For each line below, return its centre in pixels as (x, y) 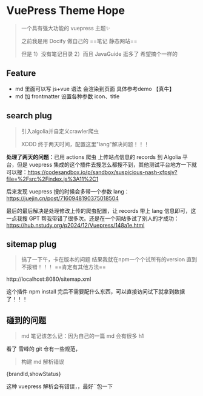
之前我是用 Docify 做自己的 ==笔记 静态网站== (79, 41)
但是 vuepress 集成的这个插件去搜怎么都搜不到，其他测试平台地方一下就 (107, 164)
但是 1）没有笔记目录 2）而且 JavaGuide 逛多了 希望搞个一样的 (99, 54)
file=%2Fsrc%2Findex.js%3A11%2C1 (52, 179)
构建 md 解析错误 (43, 362)
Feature (21, 73)
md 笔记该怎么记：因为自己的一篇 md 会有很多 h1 (82, 336)
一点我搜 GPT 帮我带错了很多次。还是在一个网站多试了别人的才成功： (93, 218)
